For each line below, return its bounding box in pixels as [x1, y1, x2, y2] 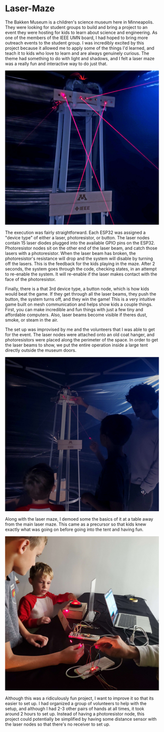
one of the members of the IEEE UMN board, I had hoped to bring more [5, 35, 148, 41]
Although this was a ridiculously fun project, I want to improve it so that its [5, 695, 154, 701]
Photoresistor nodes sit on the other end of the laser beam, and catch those [5, 245, 158, 251]
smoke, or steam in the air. [5, 317, 59, 323]
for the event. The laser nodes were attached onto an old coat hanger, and [5, 331, 155, 338]
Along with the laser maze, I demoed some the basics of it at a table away [5, 516, 154, 522]
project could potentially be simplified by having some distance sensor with [5, 716, 157, 722]
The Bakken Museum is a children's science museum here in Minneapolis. [5, 19, 154, 25]
